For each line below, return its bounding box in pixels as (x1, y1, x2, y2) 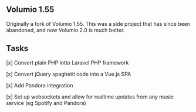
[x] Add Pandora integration (6, 82, 73, 89)
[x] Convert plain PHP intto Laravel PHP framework (6, 59, 129, 66)
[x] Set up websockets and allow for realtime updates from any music (6, 93, 174, 100)
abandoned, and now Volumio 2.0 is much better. (6, 26, 125, 33)
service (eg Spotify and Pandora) (6, 99, 86, 106)
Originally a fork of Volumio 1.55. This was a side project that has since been (6, 20, 191, 27)
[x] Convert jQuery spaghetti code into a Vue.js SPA (6, 70, 131, 77)
